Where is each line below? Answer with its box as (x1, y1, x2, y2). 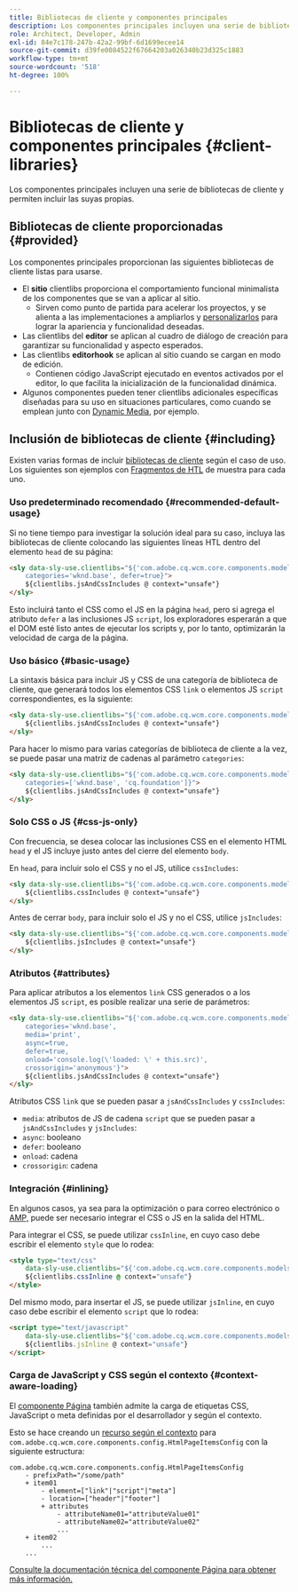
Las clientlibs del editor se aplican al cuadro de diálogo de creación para (21, 330, 288, 341)
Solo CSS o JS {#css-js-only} (9, 816, 139, 828)
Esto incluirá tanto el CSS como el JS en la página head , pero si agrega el (9, 605, 275, 615)
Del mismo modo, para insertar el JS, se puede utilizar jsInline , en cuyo (9, 1297, 275, 1308)
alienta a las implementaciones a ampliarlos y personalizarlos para (35, 312, 278, 322)
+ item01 (25, 1478, 58, 1487)
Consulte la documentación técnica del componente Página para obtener (9, 1564, 277, 1574)
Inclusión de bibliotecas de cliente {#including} (9, 432, 277, 447)
